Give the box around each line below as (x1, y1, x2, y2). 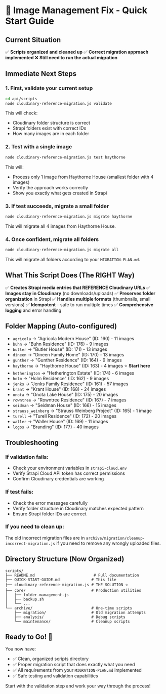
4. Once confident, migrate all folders (5, 235, 99, 242)
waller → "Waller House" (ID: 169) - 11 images (12, 418, 108, 424)
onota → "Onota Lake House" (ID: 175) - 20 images (12, 391, 118, 397)
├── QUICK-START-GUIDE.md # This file (5, 577, 116, 582)
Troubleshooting (5, 438, 59, 447)
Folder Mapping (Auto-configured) (5, 322, 117, 331)
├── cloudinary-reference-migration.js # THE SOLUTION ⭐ (5, 582, 128, 587)
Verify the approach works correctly (12, 184, 89, 190)
